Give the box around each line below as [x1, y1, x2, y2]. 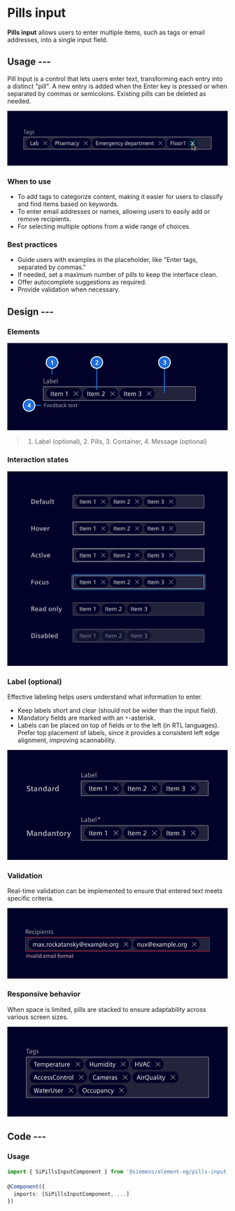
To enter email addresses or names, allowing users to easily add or [17, 207, 211, 216]
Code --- [7, 1130, 47, 1142]
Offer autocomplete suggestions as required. [17, 278, 147, 287]
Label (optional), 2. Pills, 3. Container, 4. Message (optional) [34, 437, 208, 446]
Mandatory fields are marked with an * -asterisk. [17, 713, 156, 723]
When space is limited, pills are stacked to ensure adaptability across [7, 1005, 206, 1013]
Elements [7, 327, 41, 336]
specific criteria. [7, 894, 55, 903]
